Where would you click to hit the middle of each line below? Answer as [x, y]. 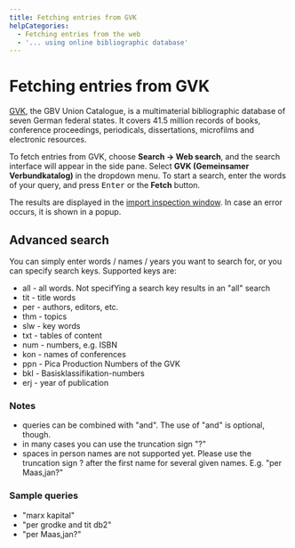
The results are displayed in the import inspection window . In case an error [146, 202]
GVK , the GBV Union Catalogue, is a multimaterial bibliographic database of [147, 111]
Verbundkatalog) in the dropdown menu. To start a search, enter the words [148, 176]
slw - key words [52, 326]
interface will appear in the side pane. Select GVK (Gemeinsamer [129, 167]
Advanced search [59, 240]
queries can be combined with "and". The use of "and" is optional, [143, 425]
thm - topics [44, 316]
